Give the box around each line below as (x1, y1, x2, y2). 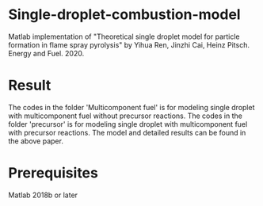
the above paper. (8, 136, 63, 146)
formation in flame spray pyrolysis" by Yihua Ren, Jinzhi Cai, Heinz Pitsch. (8, 40, 250, 49)
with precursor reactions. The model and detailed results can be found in (8, 128, 246, 137)
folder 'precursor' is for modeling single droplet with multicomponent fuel (8, 119, 248, 128)
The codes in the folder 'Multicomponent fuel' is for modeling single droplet (8, 102, 255, 112)
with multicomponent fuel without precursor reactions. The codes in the (8, 111, 243, 120)
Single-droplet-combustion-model (8, 6, 241, 24)
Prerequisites (8, 164, 99, 182)
